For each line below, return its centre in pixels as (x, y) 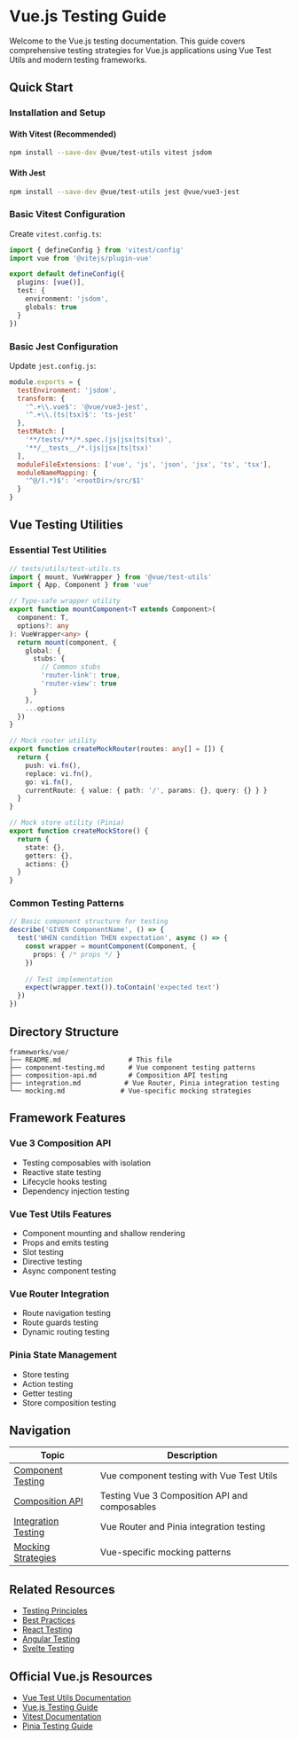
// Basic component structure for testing (89, 921)
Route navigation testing (66, 1313)
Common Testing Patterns (67, 904)
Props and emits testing (65, 1242)
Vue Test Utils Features (61, 1214)
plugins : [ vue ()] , (51, 282)
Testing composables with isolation (86, 1163)
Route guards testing (60, 1322)
